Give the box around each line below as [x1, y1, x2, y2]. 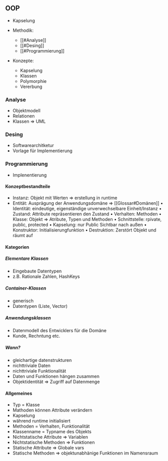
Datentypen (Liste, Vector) [12, 303, 68, 309]
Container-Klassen [5, 285, 46, 291]
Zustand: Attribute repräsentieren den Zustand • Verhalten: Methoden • [12, 211, 162, 217]
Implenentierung [12, 172, 47, 178]
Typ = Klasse [12, 401, 40, 407]
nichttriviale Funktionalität [12, 368, 67, 374]
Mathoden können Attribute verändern [12, 407, 92, 413]
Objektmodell [12, 108, 41, 114]
